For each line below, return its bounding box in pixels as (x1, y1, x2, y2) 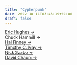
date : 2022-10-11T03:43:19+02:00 (5, 12, 73, 16)
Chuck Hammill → (5, 34, 41, 40)
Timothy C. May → (5, 44, 42, 51)
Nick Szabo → (5, 50, 33, 55)
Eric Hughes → (5, 29, 35, 35)
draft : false (5, 16, 31, 21)
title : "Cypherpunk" (5, 7, 47, 12)
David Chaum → (5, 55, 37, 61)
